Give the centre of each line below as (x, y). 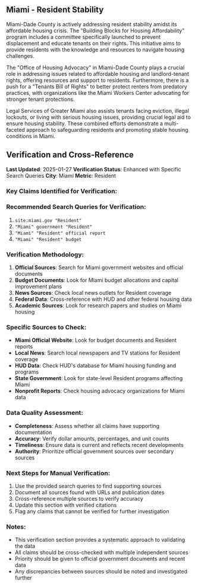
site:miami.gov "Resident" (48, 220)
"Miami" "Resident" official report (60, 233)
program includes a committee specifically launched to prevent (84, 37)
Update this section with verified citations (66, 505)
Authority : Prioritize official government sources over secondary (94, 451)
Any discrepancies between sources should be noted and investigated (101, 572)
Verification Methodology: (45, 254)
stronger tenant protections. (40, 99)
